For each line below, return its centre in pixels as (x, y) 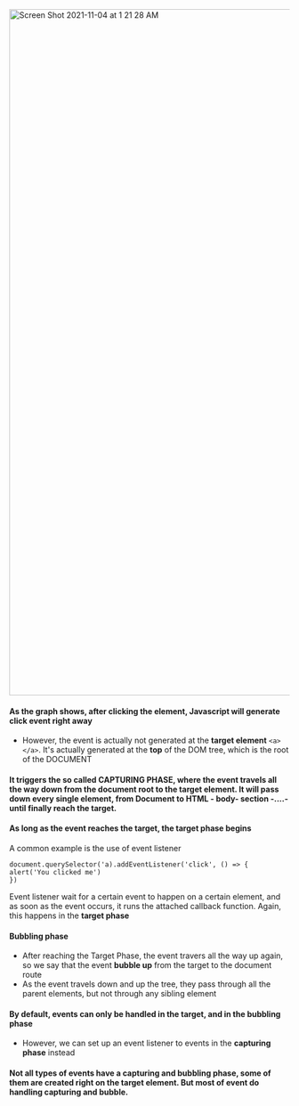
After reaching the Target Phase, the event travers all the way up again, (152, 956)
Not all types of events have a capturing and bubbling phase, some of (140, 1073)
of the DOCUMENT (57, 760)
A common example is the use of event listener (95, 848)
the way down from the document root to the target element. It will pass (144, 789)
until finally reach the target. (63, 808)
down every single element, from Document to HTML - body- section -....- (149, 798)
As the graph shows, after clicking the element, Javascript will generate (145, 711)
